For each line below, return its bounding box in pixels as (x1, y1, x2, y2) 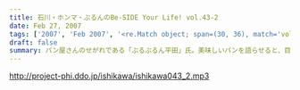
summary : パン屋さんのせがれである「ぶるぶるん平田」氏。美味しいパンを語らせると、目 (9, 46, 292, 55)
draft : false (9, 37, 58, 47)
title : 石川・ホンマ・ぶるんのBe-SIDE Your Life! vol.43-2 (9, 12, 219, 22)
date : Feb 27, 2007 (9, 21, 82, 30)
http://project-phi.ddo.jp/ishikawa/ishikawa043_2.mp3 (9, 70, 210, 81)
